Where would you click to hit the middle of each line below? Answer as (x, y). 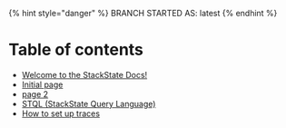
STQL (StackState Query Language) (89, 103)
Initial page (42, 84)
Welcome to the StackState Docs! (84, 74)
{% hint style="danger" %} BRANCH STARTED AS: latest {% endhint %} (143, 13)
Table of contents (76, 50)
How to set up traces (61, 113)
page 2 (35, 94)
